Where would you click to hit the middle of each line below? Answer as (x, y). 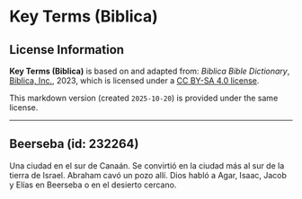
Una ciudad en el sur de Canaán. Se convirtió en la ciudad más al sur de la (147, 165)
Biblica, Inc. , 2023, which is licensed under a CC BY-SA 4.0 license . (134, 81)
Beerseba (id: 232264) (74, 144)
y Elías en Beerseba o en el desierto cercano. (93, 185)
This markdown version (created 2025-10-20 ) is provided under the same (144, 98)
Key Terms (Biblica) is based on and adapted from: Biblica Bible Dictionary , (150, 71)
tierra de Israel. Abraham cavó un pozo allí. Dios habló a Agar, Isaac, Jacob (148, 175)
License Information (67, 50)
